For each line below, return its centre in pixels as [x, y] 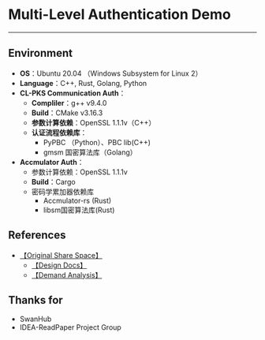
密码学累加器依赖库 [63, 192]
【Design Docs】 [59, 265]
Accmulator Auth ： [52, 162]
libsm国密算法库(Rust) [79, 210]
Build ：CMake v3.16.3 [67, 113]
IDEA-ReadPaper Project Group [71, 327]
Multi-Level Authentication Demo [119, 15]
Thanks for [35, 300]
